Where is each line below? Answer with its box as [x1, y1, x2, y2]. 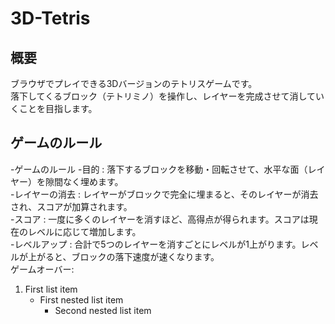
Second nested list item [54, 304, 152, 316]
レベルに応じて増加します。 [27, 225, 142, 237]
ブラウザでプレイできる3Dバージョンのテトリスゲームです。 [10, 78, 258, 89]
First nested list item [39, 293, 124, 306]
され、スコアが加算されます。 [10, 200, 133, 212]
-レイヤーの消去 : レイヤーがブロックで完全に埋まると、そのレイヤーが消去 [10, 188, 319, 200]
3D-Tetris [10, 7, 91, 30]
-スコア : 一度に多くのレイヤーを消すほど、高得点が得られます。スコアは [10, 213, 310, 225]
